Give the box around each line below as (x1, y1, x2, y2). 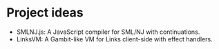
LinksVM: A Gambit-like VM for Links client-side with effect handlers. (16, 35, 213, 43)
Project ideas (6, 5, 84, 21)
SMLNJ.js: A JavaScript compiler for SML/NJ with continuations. (16, 28, 200, 36)
